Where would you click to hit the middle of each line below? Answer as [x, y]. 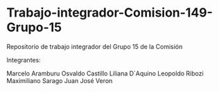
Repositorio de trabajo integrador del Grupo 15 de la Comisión [95, 46]
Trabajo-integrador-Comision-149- [109, 13]
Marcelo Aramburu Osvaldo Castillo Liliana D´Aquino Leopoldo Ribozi [105, 73]
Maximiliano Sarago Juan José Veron [60, 80]
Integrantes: [24, 59]
